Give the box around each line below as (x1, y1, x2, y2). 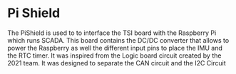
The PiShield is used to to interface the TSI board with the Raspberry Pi (7, 28, 217, 37)
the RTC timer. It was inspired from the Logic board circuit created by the (7, 51, 222, 60)
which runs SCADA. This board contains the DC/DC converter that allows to (7, 36, 230, 44)
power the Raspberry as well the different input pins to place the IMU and (7, 43, 222, 52)
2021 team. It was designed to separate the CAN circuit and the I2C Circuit (7, 58, 226, 67)
